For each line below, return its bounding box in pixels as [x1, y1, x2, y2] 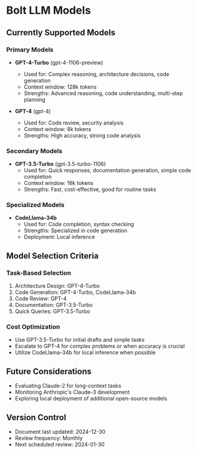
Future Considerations [6, 366, 92, 376]
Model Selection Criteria [6, 251, 99, 261]
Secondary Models [6, 147, 63, 155]
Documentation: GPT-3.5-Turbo [14, 302, 93, 309]
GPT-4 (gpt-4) [14, 107, 51, 114]
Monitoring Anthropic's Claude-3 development [14, 388, 130, 396]
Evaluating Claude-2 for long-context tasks [14, 382, 122, 390]
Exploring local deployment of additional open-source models [14, 395, 168, 402]
